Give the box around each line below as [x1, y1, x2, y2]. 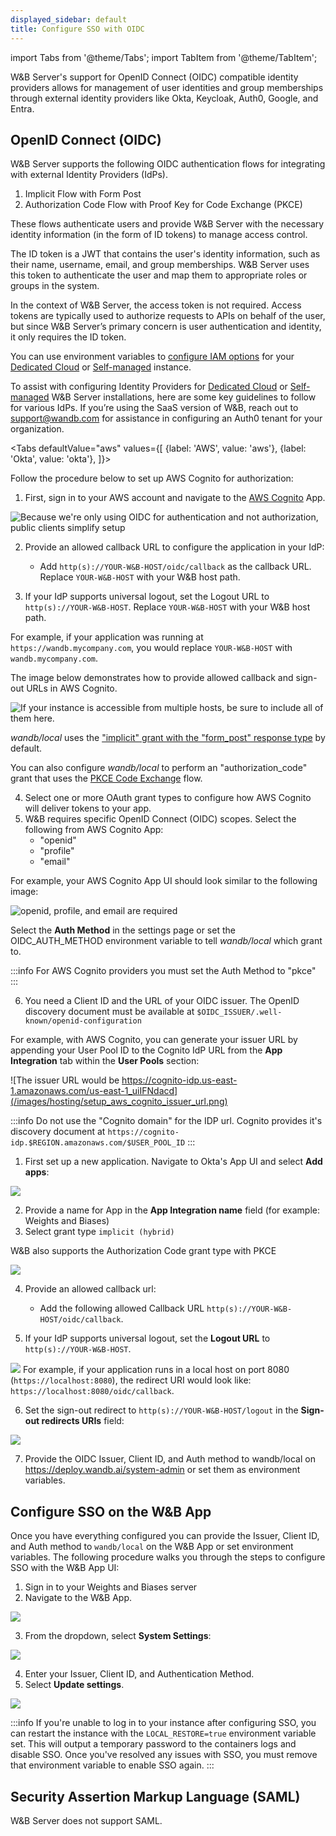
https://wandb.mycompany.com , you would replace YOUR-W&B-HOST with [10, 642, 293, 654]
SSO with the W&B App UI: [10, 1562, 120, 1574]
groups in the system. [10, 280, 100, 292]
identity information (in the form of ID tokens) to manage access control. [10, 229, 308, 241]
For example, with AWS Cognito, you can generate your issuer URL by [10, 1034, 298, 1046]
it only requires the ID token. [10, 331, 127, 343]
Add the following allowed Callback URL [39, 1302, 205, 1315]
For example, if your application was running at [10, 631, 204, 643]
